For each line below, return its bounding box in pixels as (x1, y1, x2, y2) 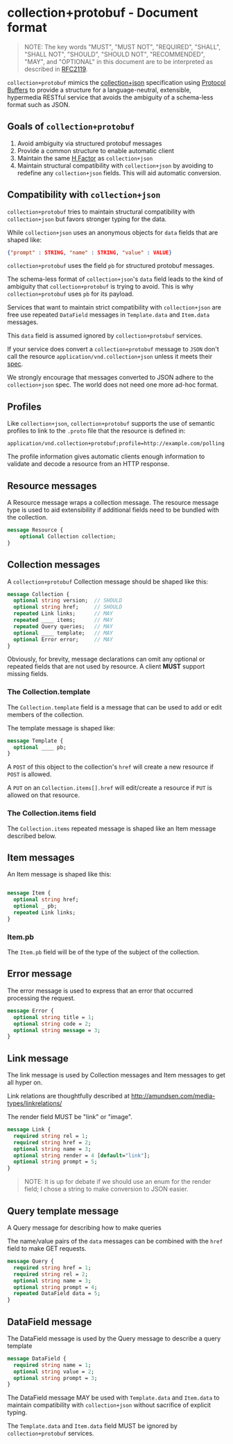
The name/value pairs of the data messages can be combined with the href (7, 1237, 223, 1246)
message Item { (7, 890, 51, 897)
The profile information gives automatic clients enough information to (7, 452, 205, 460)
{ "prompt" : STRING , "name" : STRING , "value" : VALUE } (7, 249, 172, 256)
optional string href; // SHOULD (13, 604, 123, 611)
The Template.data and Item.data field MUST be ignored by (7, 1422, 178, 1430)
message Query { (7, 1258, 54, 1265)
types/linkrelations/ (7, 1099, 62, 1107)
